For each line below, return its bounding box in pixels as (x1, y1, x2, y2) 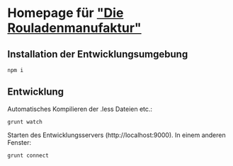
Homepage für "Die (7, 5, 124, 21)
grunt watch (7, 118, 42, 125)
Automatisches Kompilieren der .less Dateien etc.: (7, 105, 153, 113)
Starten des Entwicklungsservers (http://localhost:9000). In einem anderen (7, 131, 227, 139)
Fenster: (7, 138, 32, 146)
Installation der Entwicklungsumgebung (7, 48, 188, 60)
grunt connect (7, 152, 50, 159)
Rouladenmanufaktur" (7, 20, 142, 36)
